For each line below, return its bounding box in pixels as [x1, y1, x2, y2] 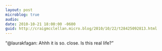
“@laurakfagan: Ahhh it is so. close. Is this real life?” [5, 40, 114, 46]
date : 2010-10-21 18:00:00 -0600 [5, 21, 76, 27]
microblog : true [5, 12, 39, 17]
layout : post [5, 7, 33, 13]
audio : [5, 17, 19, 22]
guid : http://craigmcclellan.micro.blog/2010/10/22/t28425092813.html [5, 26, 157, 31]
